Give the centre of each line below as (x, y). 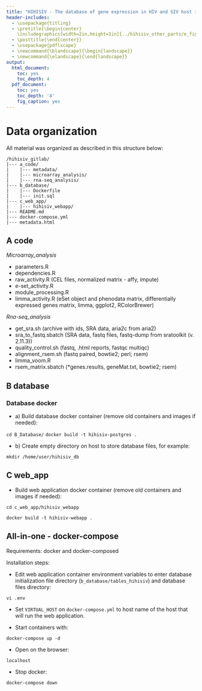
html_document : (31, 68)
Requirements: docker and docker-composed (63, 551)
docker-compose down (32, 683)
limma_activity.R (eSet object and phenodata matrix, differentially (95, 299)
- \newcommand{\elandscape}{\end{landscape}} (70, 57)
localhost (19, 660)
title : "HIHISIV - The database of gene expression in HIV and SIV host (99, 12)
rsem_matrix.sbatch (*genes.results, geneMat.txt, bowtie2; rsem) (96, 367)
